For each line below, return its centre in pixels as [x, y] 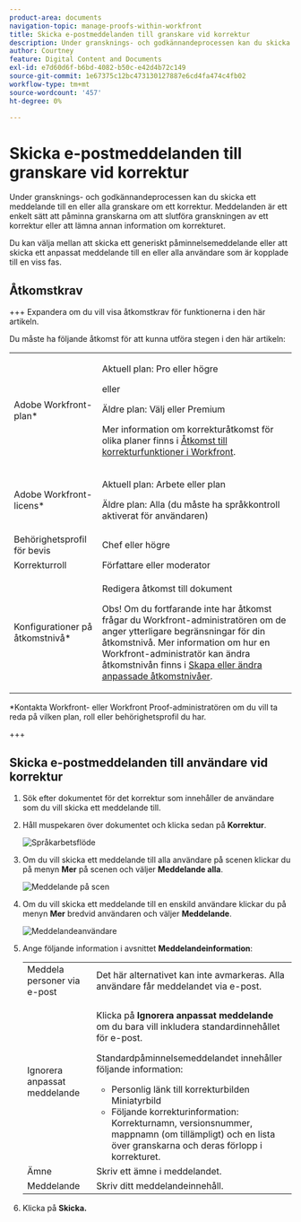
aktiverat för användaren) [155, 516]
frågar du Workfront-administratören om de [194, 620]
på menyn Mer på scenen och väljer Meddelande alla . [123, 869]
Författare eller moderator [156, 565]
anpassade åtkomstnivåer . [157, 676]
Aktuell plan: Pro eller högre [160, 369]
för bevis [32, 551]
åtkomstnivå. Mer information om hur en [186, 642]
